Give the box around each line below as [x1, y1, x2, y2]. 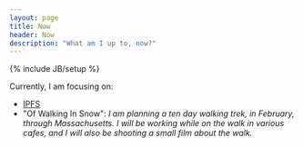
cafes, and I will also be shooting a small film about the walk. [22, 128, 253, 139]
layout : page [9, 13, 59, 23]
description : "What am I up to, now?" [9, 38, 157, 48]
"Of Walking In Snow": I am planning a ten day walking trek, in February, [22, 108, 295, 119]
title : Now [9, 22, 51, 31]
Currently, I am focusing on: [9, 81, 114, 92]
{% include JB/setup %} [9, 64, 100, 74]
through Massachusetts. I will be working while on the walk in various [22, 118, 285, 129]
